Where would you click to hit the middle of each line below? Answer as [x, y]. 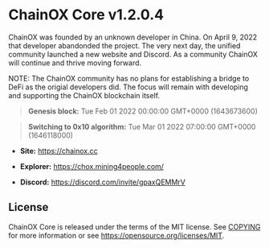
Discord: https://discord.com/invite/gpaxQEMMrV [103, 182]
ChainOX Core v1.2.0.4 [86, 15]
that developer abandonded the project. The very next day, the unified [124, 45]
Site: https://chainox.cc [59, 151]
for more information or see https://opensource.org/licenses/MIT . [116, 235]
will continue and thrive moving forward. [75, 63]
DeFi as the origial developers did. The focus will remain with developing [128, 87]
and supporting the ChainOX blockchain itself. [84, 95]
